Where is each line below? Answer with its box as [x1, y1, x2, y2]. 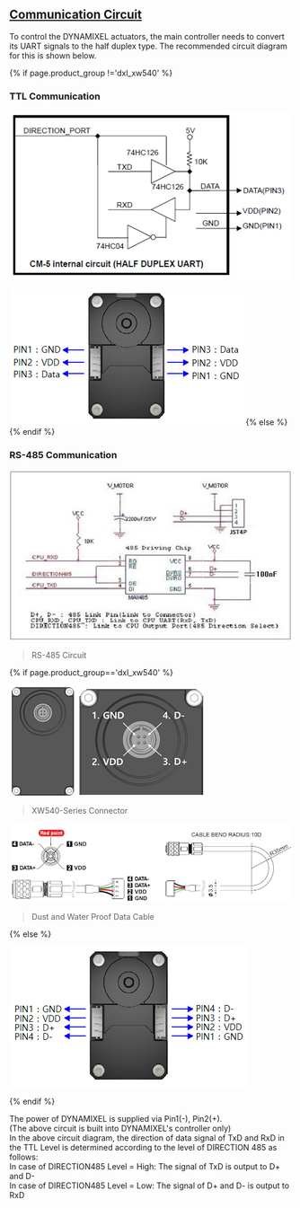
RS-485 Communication [9, 449, 118, 462]
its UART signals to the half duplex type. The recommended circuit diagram [9, 40, 287, 51]
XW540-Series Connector [31, 805, 128, 816]
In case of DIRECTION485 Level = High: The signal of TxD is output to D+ [9, 1161, 281, 1172]
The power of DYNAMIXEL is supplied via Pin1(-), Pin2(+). [9, 1114, 223, 1124]
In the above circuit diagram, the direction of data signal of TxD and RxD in [9, 1133, 285, 1143]
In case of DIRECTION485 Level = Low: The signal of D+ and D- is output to [9, 1180, 290, 1191]
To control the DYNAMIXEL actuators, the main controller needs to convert [9, 31, 285, 41]
